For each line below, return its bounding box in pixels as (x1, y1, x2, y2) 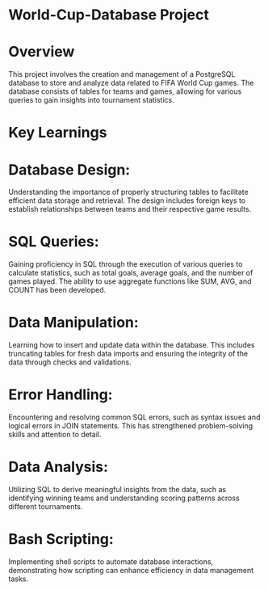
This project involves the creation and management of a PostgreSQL (8, 70, 236, 79)
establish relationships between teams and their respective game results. (8, 204, 252, 214)
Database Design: (8, 160, 131, 179)
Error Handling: (8, 386, 113, 404)
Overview (8, 43, 75, 61)
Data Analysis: (8, 458, 109, 476)
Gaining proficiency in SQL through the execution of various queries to (8, 259, 243, 269)
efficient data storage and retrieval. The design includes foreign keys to (8, 196, 246, 205)
